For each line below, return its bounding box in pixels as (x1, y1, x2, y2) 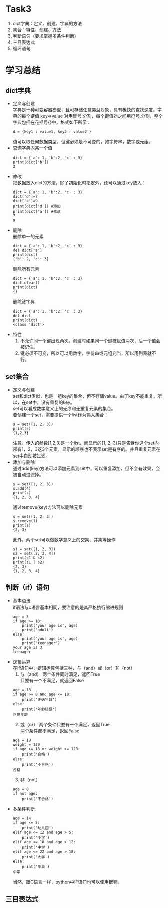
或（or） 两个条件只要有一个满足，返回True (20, 721, 110, 727)
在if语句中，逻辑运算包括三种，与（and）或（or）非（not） (12, 665, 135, 671)
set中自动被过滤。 (12, 452, 50, 459)
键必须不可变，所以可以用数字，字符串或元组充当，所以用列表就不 (20, 350, 156, 356)
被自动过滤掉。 (12, 471, 44, 477)
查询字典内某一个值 (12, 145, 53, 151)
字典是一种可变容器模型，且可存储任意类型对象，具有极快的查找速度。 (12, 106, 158, 113)
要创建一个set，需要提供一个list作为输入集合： (12, 412, 109, 418)
